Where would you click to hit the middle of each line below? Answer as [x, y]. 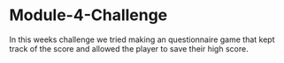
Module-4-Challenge [88, 15]
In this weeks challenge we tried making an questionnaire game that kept [142, 39]
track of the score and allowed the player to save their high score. [129, 48]
